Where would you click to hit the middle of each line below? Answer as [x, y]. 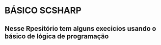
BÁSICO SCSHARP [43, 11]
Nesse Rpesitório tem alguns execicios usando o [80, 29]
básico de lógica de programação [57, 36]
